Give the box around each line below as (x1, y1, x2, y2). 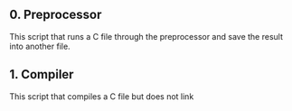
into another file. (9, 41, 71, 51)
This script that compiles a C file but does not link (9, 90, 194, 102)
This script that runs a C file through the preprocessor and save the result (9, 31, 283, 42)
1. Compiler (9, 67, 74, 82)
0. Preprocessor (9, 7, 102, 23)
